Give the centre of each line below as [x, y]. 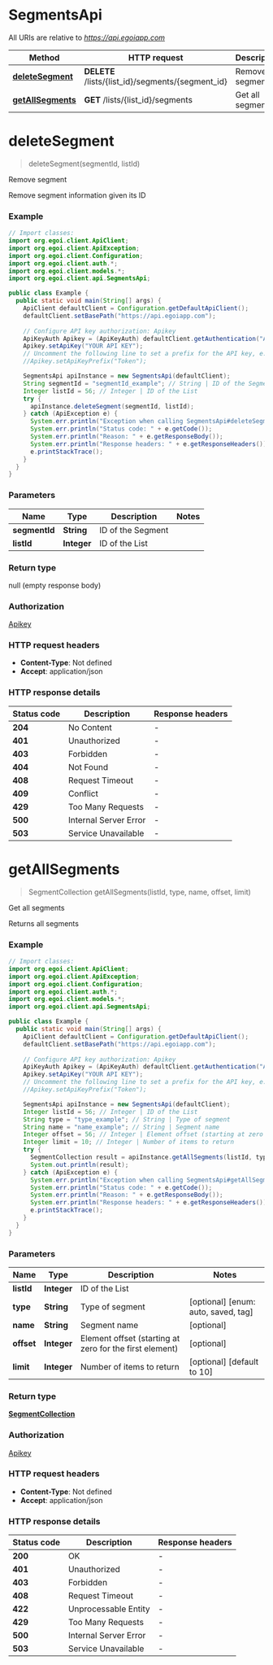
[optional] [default [224, 1361]
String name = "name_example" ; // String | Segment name [121, 1127]
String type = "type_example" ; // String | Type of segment [127, 1119]
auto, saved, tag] [221, 1312]
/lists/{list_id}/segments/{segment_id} [156, 81]
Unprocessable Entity [109, 1609]
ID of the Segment [134, 530]
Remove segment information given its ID [77, 195]
